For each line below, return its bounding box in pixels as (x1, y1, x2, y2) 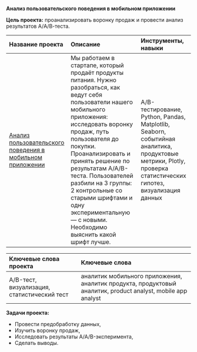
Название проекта (9, 41, 63, 48)
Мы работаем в (70, 54, 116, 62)
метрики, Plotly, (140, 157, 186, 165)
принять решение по (70, 157, 130, 165)
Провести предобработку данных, (14, 321, 101, 327)
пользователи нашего (70, 98, 133, 106)
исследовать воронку (70, 120, 133, 128)
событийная (140, 135, 176, 143)
